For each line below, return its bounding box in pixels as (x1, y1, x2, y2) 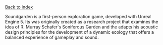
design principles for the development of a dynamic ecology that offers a (5, 29, 154, 35)
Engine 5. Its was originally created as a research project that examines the (5, 19, 159, 24)
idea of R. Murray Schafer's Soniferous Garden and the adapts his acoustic (5, 24, 158, 30)
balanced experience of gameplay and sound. (5, 34, 99, 40)
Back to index (5, 4, 33, 10)
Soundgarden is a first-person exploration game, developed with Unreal (5, 14, 152, 19)
